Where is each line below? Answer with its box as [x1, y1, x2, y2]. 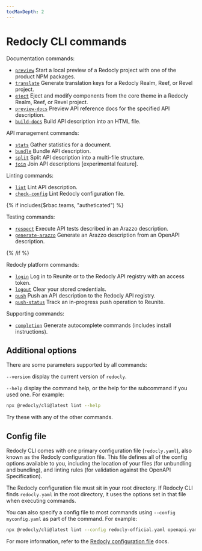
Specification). [6, 473, 43, 480]
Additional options [6, 345, 77, 355]
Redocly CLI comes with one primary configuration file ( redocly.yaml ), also [6, 447, 192, 455]
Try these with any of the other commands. [6, 414, 113, 421]
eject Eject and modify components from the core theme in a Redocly [14, 92, 188, 99]
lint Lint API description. [14, 183, 78, 190]
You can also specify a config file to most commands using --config [6, 509, 176, 516]
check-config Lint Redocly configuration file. [14, 190, 125, 197]
